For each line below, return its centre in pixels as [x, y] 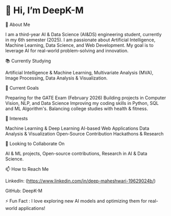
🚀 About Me [18, 24]
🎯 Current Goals [22, 88]
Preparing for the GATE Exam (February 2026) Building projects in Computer [86, 98]
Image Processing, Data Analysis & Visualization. [57, 78]
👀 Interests [17, 118]
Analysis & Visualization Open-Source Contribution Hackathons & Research [84, 133]
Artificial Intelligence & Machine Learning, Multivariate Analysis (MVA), [79, 72]
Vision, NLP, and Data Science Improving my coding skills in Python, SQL [82, 103]
